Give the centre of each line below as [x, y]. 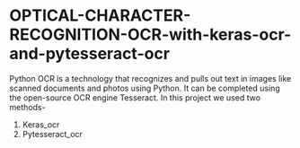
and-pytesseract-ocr [90, 54]
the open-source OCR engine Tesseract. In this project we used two [135, 97]
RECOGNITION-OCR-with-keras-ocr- [150, 35]
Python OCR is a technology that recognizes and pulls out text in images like [150, 78]
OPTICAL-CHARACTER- [100, 16]
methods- [28, 107]
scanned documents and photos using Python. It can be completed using [145, 88]
